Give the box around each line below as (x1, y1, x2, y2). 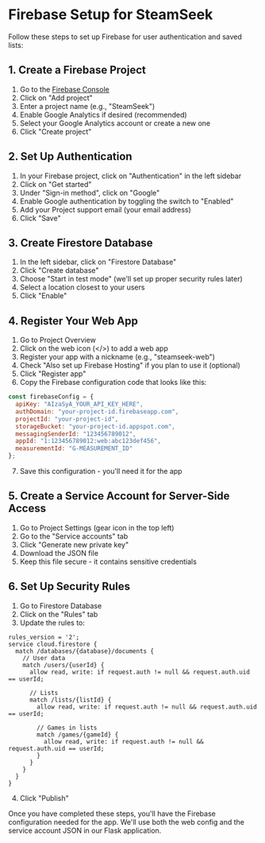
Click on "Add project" (19, 93, 93, 103)
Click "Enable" (19, 291, 67, 301)
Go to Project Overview (19, 336, 97, 345)
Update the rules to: (19, 618, 86, 627)
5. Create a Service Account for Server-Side (8, 489, 230, 503)
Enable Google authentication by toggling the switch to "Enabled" (19, 196, 234, 206)
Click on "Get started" (19, 179, 92, 188)
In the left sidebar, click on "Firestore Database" (19, 257, 177, 267)
